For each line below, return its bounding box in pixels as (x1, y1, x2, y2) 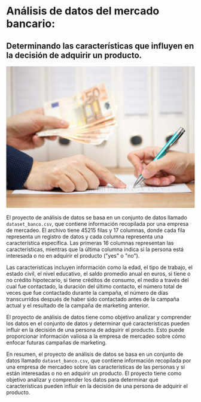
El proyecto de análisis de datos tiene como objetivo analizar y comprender (6, 313, 191, 321)
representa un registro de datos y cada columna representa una (6, 233, 163, 240)
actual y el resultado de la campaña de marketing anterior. (6, 302, 150, 309)
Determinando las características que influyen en (6, 41, 194, 51)
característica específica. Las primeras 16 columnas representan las (6, 240, 174, 246)
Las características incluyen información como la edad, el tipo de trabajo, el (6, 264, 193, 271)
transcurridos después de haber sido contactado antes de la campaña (6, 295, 179, 303)
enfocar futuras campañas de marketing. (6, 339, 107, 346)
